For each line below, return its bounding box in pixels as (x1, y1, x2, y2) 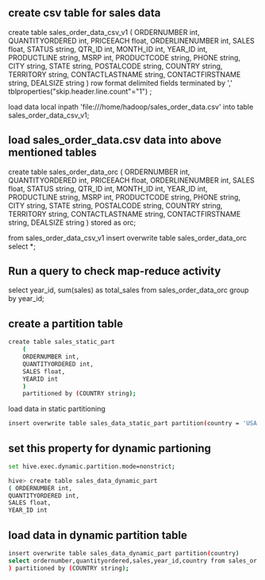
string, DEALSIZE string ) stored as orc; (8, 218, 136, 227)
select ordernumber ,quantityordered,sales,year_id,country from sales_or (8, 556, 258, 565)
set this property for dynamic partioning (8, 441, 212, 455)
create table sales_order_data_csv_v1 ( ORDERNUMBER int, (8, 27, 200, 37)
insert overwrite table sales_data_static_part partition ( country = (8, 420, 240, 427)
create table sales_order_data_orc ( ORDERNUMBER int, (8, 167, 190, 176)
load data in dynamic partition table (8, 528, 188, 542)
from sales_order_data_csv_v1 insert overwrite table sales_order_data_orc (8, 233, 248, 242)
